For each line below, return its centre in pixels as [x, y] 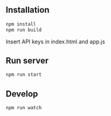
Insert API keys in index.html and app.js [55, 42]
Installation [28, 10]
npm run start [24, 75]
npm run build [24, 30]
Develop [22, 94]
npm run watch [24, 108]
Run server [27, 60]
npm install [21, 24]
